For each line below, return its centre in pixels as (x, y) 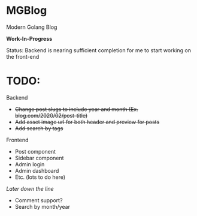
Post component (35, 151)
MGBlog (27, 10)
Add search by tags (39, 128)
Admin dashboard (37, 170)
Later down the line (30, 188)
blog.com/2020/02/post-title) (51, 115)
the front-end (23, 56)
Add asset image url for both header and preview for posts (87, 122)
